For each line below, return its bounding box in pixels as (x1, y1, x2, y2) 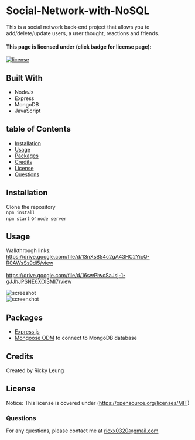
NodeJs (14, 88, 34, 95)
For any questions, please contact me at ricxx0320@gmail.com (6, 427, 159, 434)
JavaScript (14, 107, 41, 114)
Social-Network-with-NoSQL (6, 4, 150, 18)
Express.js (14, 328, 40, 335)
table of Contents (6, 124, 71, 134)
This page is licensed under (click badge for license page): (6, 43, 152, 50)
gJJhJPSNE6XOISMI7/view (6, 278, 72, 285)
